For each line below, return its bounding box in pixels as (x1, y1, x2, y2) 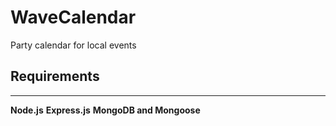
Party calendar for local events (10, 39, 137, 51)
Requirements (10, 68, 100, 85)
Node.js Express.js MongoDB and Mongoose (10, 104, 201, 116)
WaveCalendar (10, 6, 137, 29)
